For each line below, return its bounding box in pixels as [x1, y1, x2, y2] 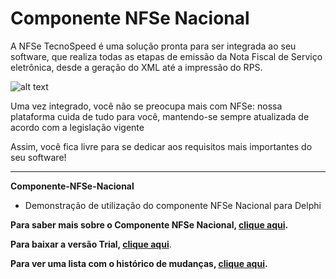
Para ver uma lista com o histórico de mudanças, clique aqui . [10, 257, 268, 269]
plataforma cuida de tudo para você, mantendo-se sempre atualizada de [10, 110, 310, 122]
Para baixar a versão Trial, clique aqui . [10, 238, 172, 250]
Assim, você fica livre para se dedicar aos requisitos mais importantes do [10, 140, 313, 152]
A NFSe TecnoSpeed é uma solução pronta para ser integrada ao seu [10, 40, 297, 52]
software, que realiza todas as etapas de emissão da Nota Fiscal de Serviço [10, 50, 323, 62]
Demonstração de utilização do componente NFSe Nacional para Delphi [24, 199, 322, 211]
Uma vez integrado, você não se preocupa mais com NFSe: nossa [10, 100, 283, 112]
